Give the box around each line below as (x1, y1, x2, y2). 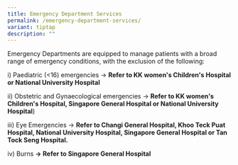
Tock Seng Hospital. (7, 136, 69, 144)
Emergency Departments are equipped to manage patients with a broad (7, 50, 217, 58)
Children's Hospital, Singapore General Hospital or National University (7, 100, 219, 108)
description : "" (7, 30, 55, 38)
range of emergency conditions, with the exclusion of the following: (7, 57, 205, 66)
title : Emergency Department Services (7, 10, 122, 18)
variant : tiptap (7, 23, 55, 30)
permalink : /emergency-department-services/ (7, 17, 141, 24)
